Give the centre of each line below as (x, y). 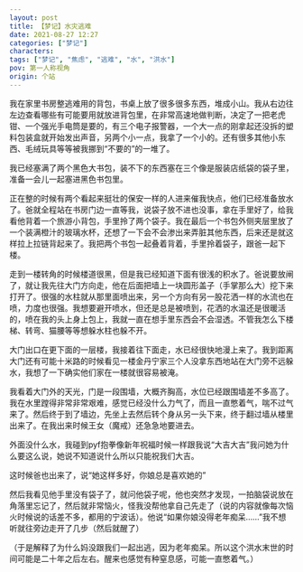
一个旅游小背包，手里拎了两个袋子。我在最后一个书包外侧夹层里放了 (167, 220)
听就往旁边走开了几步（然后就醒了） (77, 528)
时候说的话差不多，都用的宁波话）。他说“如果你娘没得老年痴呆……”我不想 (151, 517)
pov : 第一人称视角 (40, 69)
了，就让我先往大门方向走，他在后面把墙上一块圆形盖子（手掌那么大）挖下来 (151, 285)
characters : (32, 52)
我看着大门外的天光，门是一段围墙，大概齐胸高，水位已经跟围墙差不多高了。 (151, 391)
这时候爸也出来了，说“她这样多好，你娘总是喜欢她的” (108, 474)
